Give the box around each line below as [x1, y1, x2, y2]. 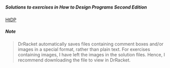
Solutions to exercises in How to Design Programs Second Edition [5, 4, 147, 10]
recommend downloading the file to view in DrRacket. [17, 57, 131, 63]
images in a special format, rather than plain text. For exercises [17, 46, 151, 52]
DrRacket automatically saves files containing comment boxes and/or [17, 41, 164, 47]
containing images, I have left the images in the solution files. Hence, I [17, 51, 165, 57]
